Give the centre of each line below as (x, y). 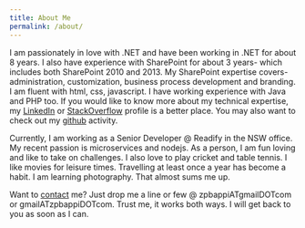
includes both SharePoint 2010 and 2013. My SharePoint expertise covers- (149, 72)
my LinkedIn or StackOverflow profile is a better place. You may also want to (152, 110)
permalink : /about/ (46, 26)
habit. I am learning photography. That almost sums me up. (120, 176)
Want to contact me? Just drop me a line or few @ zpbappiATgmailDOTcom (151, 194)
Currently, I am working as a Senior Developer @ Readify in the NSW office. (151, 138)
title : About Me (40, 18)
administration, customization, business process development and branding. (152, 81)
